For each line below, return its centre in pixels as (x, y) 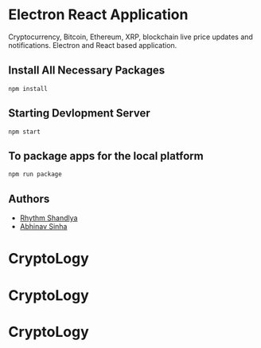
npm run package (35, 174)
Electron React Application (98, 15)
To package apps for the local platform (106, 156)
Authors (29, 198)
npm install (28, 89)
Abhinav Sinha (43, 227)
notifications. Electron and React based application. (93, 45)
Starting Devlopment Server (79, 113)
